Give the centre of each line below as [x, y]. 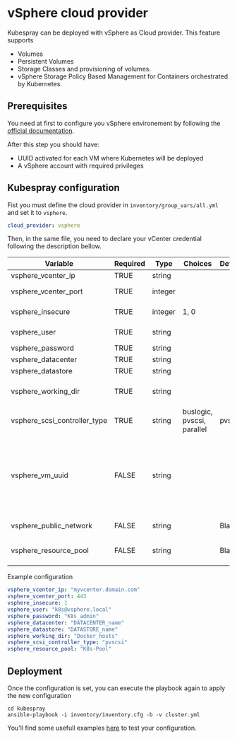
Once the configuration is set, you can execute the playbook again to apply [116, 688]
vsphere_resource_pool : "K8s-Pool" [60, 649]
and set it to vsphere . [37, 212]
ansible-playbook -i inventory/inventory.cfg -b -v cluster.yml [104, 715]
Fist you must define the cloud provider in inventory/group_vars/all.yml [113, 205]
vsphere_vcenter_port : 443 [47, 597]
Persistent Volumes [45, 61]
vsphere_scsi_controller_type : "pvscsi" [68, 642]
